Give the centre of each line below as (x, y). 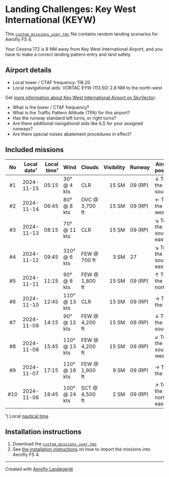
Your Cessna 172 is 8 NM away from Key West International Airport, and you (84, 49)
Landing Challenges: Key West (71, 9)
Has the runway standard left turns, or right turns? (64, 118)
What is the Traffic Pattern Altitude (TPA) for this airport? (71, 112)
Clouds (90, 167)
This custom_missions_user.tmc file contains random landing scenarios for (82, 34)
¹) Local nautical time (27, 416)
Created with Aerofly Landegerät (39, 469)
